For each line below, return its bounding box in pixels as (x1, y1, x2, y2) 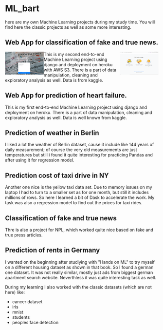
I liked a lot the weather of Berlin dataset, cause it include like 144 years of (5, 142, 154, 148)
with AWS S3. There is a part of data (43, 67, 117, 73)
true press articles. (5, 232, 43, 238)
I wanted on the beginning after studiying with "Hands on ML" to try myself (5, 259, 155, 265)
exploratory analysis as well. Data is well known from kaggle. (5, 115, 127, 120)
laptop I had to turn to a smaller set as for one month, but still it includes (5, 190, 149, 195)
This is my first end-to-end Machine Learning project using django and (5, 104, 147, 110)
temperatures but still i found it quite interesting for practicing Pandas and (5, 152, 153, 158)
